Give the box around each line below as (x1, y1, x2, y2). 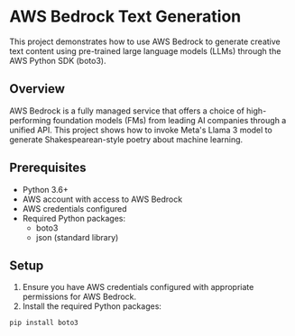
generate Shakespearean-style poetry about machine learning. (9, 133, 244, 145)
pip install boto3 (9, 318, 78, 328)
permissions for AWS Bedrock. (22, 291, 137, 303)
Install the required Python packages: (22, 301, 162, 312)
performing (9, 114, 51, 125)
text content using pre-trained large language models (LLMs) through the (9, 45, 281, 56)
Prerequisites (9, 160, 87, 176)
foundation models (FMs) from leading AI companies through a (52, 114, 287, 125)
